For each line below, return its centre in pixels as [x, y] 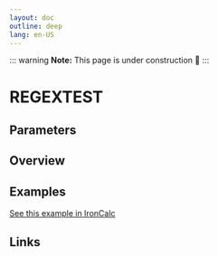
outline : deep [36, 26]
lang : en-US [32, 34]
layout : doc [32, 18]
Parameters [43, 130]
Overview [38, 161]
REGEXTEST [57, 97]
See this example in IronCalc [62, 213]
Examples [38, 191]
